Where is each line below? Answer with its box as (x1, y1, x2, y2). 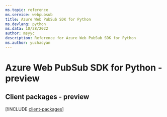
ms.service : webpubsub (5, 12, 53, 17)
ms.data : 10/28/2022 (5, 26, 49, 31)
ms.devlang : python (5, 21, 46, 27)
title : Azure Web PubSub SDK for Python (5, 17, 92, 22)
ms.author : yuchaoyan (5, 40, 51, 45)
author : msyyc (5, 31, 35, 36)
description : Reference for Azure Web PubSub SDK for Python (5, 36, 136, 41)
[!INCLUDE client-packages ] (5, 106, 64, 112)
